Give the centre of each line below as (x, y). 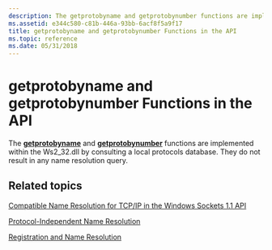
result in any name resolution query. (68, 161)
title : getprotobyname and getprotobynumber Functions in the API (123, 31)
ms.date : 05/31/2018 (43, 46)
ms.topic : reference (43, 39)
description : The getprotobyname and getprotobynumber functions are (128, 16)
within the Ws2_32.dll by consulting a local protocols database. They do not (134, 152)
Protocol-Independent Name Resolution (74, 221)
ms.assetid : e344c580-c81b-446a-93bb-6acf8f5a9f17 (96, 24)
